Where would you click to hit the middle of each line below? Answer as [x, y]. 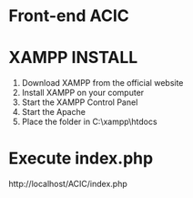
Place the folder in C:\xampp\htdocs [89, 122]
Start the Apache [53, 112]
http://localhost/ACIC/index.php [68, 184]
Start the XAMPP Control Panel [80, 102]
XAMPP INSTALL [73, 58]
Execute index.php [81, 158]
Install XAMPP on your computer [83, 93]
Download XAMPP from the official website [102, 83]
